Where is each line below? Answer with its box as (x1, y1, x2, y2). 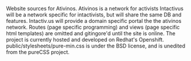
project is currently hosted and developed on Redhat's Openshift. (6, 36, 165, 43)
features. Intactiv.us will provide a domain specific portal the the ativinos (6, 18, 182, 24)
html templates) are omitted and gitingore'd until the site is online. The (6, 30, 176, 37)
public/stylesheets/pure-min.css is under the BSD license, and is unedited (6, 42, 186, 49)
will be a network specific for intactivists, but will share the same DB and (6, 11, 182, 18)
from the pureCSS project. (6, 49, 70, 55)
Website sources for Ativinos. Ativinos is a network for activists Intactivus (6, 5, 184, 12)
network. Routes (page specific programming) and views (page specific (6, 23, 180, 30)
